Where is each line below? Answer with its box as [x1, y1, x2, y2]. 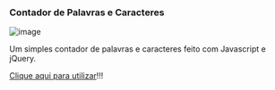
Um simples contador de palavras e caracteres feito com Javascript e [9, 44, 266, 54]
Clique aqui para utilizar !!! [9, 70, 104, 81]
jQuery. [9, 53, 37, 64]
